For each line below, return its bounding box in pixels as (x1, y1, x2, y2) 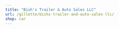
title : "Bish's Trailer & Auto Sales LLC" (5, 7, 96, 12)
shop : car (5, 16, 26, 21)
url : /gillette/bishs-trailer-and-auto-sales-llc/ (5, 12, 114, 17)
